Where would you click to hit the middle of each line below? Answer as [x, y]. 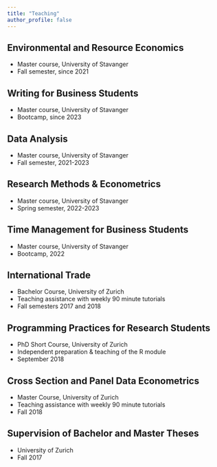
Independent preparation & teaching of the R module [91, 352]
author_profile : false [39, 20]
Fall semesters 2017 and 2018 [59, 306]
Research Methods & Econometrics [84, 184]
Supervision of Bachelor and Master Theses [103, 434]
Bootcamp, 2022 [41, 253]
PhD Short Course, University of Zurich [72, 345]
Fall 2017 [30, 457]
